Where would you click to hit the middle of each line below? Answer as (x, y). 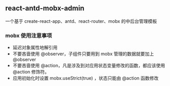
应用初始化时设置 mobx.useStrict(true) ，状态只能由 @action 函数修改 (86, 78)
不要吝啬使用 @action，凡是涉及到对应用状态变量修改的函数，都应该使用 (89, 66)
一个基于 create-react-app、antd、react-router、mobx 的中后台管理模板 (81, 21)
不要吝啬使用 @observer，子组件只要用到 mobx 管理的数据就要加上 (83, 54)
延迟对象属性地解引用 (35, 48)
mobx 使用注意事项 (29, 35)
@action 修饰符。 (31, 72)
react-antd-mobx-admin (45, 8)
